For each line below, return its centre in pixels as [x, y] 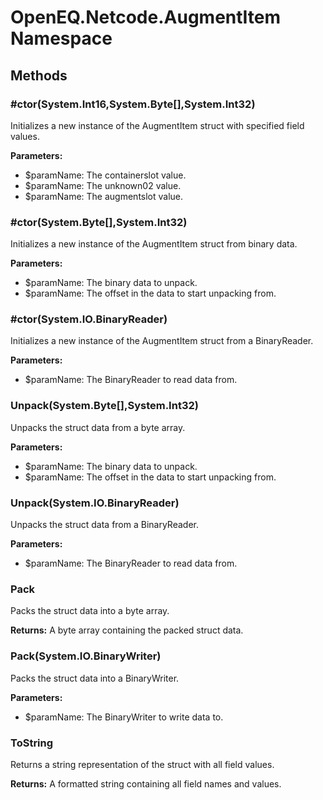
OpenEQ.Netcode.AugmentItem [146, 17]
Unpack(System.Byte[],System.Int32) [104, 406]
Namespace [61, 38]
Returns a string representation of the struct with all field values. [142, 764]
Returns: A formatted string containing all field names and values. [146, 783]
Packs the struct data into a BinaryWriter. [95, 678]
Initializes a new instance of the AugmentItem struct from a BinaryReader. [162, 341]
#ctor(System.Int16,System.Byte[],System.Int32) [133, 104]
